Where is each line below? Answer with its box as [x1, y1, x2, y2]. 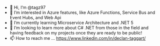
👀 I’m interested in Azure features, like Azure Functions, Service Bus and [9, 10, 155, 15]
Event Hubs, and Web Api [9, 15, 61, 20]
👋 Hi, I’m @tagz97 [9, 5, 46, 10]
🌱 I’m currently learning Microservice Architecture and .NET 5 [9, 20, 134, 25]
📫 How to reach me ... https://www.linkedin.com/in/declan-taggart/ [9, 35, 146, 41]
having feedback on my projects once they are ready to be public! [9, 30, 142, 35]
